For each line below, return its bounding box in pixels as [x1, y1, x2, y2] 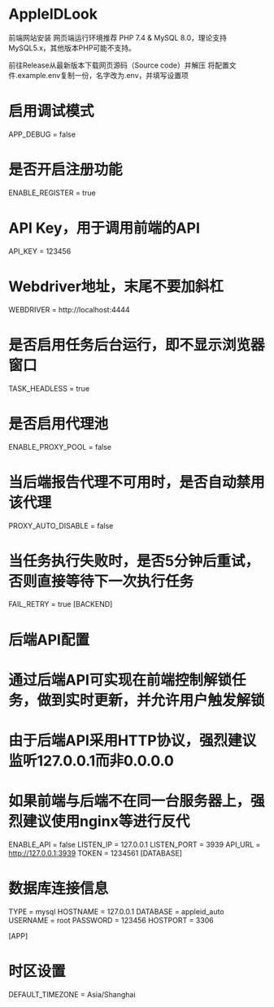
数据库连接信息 [8, 879, 109, 898]
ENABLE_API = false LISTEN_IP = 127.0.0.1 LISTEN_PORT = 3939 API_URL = [8, 839, 261, 849]
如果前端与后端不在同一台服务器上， [8, 792, 251, 810]
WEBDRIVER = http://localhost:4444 [8, 304, 130, 314]
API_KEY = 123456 [8, 246, 72, 256]
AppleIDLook [8, 5, 98, 24]
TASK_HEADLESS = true [8, 383, 90, 393]
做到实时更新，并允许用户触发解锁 [37, 691, 266, 709]
